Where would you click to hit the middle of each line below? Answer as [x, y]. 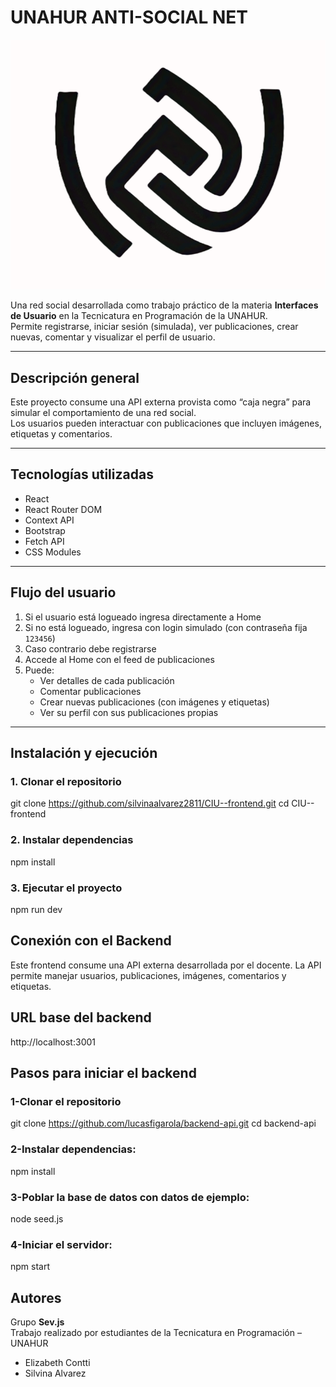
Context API [49, 520]
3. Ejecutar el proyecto [66, 888]
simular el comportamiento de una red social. [103, 413]
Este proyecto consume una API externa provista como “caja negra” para [161, 402]
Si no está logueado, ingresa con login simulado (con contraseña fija [166, 627]
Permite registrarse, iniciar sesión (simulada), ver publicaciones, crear [154, 327]
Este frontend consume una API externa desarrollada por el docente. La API [166, 965]
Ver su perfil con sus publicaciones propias [129, 712]
